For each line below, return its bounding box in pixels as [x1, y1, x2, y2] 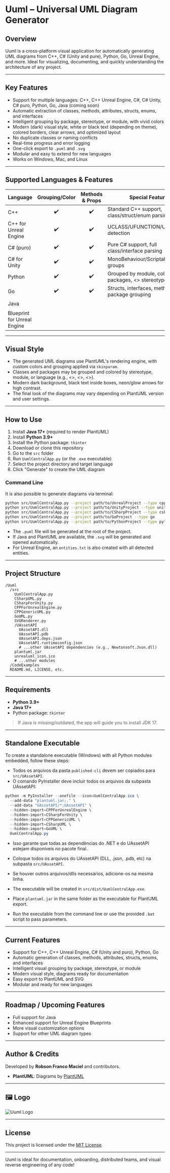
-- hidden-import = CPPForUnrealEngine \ [10, 807, 92, 812]
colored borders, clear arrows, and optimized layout [12, 129, 121, 135]
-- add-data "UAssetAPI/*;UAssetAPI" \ [10, 803, 92, 808]
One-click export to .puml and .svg [12, 145, 86, 151]
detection [107, 229, 131, 237]
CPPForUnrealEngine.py [14, 605, 62, 610]
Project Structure [5, 569, 61, 578]
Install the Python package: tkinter [12, 440, 87, 446]
